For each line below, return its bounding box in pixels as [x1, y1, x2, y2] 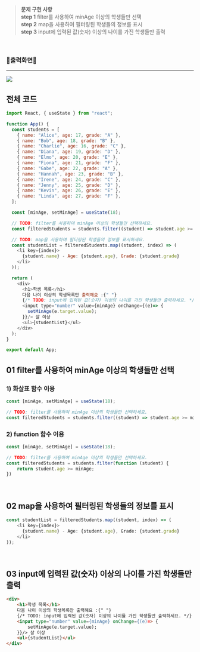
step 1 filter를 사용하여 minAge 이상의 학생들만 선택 [20, 13, 142, 20]
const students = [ [11, 127, 60, 133]
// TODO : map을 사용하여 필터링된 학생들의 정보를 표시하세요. [11, 236, 145, 242]
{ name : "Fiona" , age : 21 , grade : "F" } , [17, 160, 121, 166]
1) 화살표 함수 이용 [6, 385, 55, 393]
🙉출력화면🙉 [6, 56, 37, 64]
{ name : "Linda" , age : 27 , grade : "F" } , [17, 193, 121, 199]
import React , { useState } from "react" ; [6, 110, 113, 116]
